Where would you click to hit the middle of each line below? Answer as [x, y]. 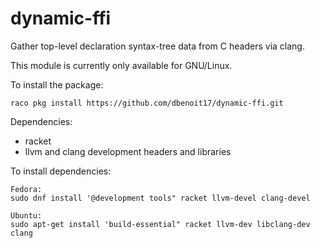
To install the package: [57, 84]
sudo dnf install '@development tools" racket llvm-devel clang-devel [160, 198]
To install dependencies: [61, 171]
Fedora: [26, 189]
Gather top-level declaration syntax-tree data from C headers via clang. [157, 46]
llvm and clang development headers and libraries [128, 151]
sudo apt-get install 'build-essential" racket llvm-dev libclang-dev [160, 224]
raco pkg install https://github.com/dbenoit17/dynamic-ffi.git [147, 103]
